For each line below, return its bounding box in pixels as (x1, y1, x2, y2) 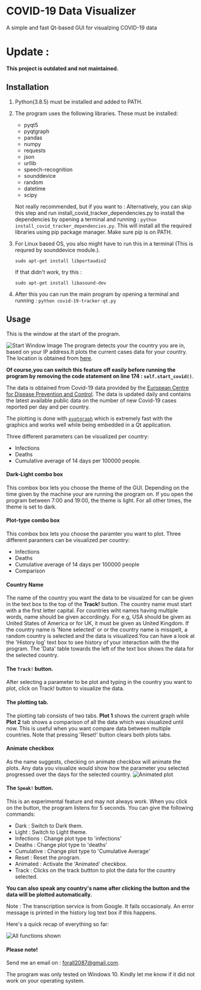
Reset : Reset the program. (14, 853, 81, 861)
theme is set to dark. (6, 503, 57, 510)
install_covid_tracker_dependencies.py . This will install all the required (14, 222, 192, 229)
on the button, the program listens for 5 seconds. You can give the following (6, 804, 193, 811)
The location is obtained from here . (6, 355, 93, 362)
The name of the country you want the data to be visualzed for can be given (6, 594, 194, 601)
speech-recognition (23, 166, 73, 173)
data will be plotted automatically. (6, 891, 93, 898)
